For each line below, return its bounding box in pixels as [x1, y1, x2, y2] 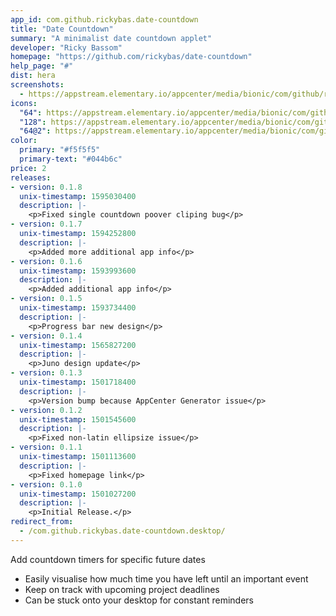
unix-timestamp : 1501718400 [19, 377, 137, 387]
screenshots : [10, 80, 65, 90]
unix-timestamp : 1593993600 [19, 266, 137, 276]
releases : [10, 172, 52, 183]
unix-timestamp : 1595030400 [19, 191, 137, 201]
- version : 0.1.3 [10, 368, 83, 378]
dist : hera [10, 71, 56, 81]
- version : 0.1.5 [10, 294, 83, 304]
